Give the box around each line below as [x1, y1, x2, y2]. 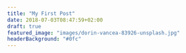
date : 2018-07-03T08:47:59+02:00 [7, 17, 103, 23]
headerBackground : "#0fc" [7, 36, 81, 43]
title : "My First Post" [7, 10, 76, 17]
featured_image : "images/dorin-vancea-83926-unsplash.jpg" [7, 29, 180, 36]
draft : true [7, 23, 41, 30]
